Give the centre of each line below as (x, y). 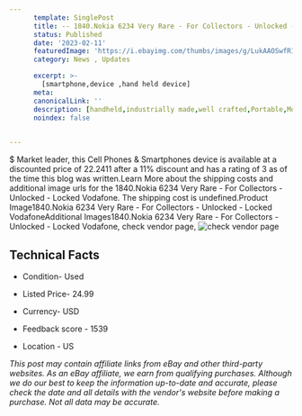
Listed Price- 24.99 (58, 294)
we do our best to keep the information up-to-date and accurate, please (143, 383)
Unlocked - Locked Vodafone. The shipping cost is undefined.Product (139, 198)
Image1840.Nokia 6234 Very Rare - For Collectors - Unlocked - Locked (141, 207)
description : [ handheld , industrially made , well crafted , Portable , (160, 109)
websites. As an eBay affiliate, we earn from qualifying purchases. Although (151, 373)
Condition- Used (53, 276)
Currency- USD (51, 311)
